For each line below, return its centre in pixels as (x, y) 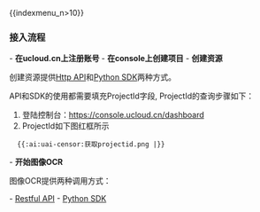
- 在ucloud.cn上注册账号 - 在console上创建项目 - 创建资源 (116, 59)
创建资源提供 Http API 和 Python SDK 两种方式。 (93, 77)
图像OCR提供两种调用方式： (60, 181)
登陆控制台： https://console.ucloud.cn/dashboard (113, 115)
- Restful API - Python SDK (58, 199)
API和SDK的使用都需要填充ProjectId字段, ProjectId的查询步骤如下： (132, 96)
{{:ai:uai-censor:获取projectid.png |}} (91, 145)
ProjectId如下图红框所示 (65, 126)
